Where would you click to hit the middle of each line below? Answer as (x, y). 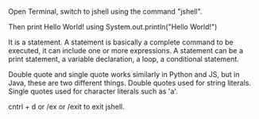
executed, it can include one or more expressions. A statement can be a (126, 50)
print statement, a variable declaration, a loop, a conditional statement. (124, 59)
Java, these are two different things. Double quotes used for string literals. (130, 83)
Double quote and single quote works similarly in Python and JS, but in (124, 74)
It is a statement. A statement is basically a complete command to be (121, 42)
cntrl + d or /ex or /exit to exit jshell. (66, 107)
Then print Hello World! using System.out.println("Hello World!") (113, 27)
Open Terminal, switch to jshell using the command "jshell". (105, 12)
